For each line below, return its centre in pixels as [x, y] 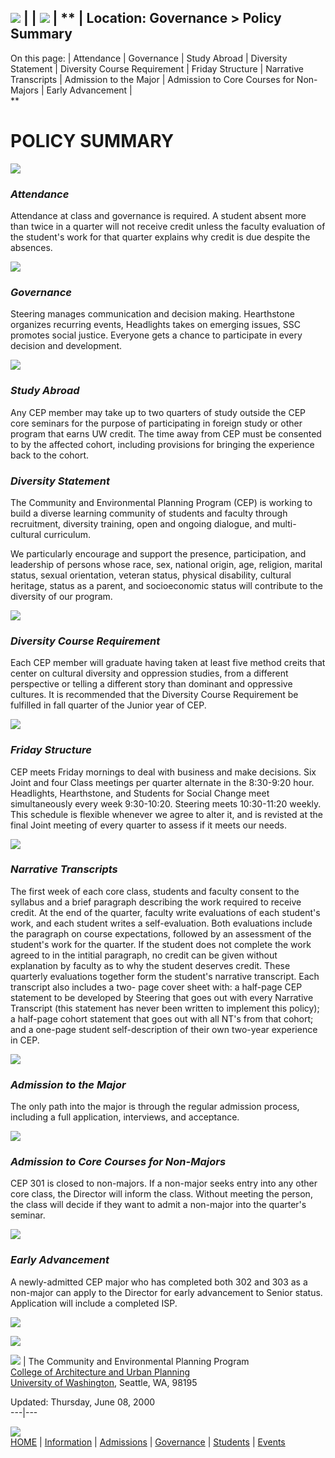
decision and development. [66, 346]
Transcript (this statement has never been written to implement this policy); [165, 1008]
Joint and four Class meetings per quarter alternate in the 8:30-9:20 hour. [162, 782]
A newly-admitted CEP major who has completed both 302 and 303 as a [159, 1282]
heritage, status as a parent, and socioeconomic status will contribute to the [167, 585]
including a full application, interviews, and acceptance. [125, 1117]
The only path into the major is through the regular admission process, [155, 1107]
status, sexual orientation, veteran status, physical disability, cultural [151, 575]
